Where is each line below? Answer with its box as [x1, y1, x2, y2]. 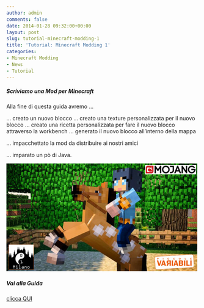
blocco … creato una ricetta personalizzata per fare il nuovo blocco [6, 121, 175, 128]
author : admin [6, 10, 43, 16]
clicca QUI [6, 295, 32, 302]
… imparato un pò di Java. [6, 152, 72, 159]
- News [6, 61, 23, 67]
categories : [6, 49, 37, 55]
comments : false [6, 16, 48, 23]
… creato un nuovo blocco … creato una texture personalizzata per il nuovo [6, 115, 195, 122]
